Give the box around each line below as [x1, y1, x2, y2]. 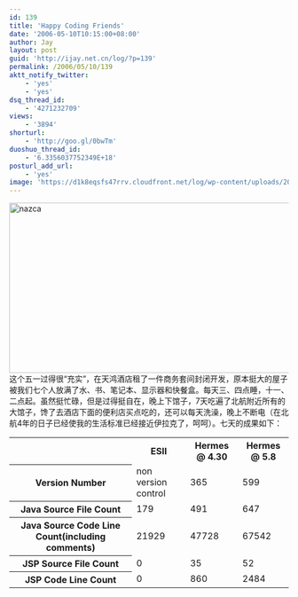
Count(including [35, 530, 106, 542]
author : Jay [9, 37, 53, 47]
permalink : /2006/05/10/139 [9, 63, 114, 72]
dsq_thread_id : [9, 95, 66, 105]
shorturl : [9, 129, 46, 137]
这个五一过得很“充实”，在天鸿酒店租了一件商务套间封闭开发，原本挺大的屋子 [9, 373, 288, 384]
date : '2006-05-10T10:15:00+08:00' [9, 29, 141, 38]
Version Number [35, 476, 106, 489]
